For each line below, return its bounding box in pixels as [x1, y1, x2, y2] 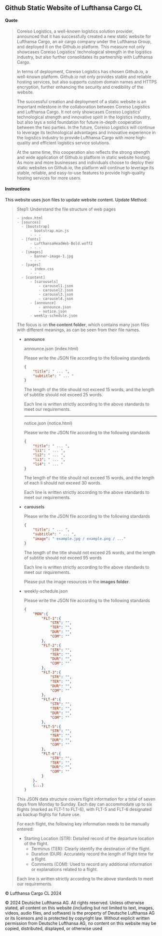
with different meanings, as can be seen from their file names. [16, 327, 140, 333]
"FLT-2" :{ [41, 643, 61, 648]
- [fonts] [21, 237, 41, 242]
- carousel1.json [38, 283, 73, 288]
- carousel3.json [38, 292, 73, 297]
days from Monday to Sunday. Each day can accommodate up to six [16, 801, 153, 807]
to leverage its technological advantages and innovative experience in [16, 129, 156, 135]
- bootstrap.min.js [29, 228, 69, 233]
